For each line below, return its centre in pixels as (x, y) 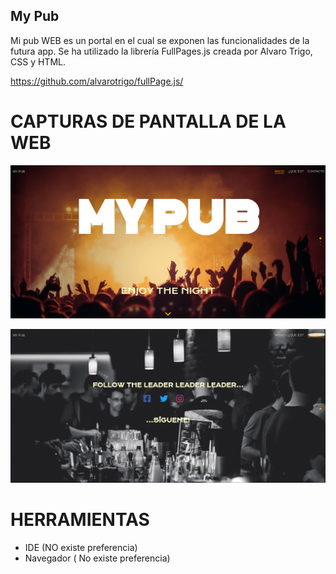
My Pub (35, 16)
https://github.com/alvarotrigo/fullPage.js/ (97, 81)
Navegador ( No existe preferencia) (97, 558)
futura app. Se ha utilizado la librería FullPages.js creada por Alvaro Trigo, (161, 51)
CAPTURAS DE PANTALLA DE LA (148, 121)
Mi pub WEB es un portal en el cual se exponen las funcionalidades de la (160, 40)
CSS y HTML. (38, 61)
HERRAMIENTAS (80, 520)
